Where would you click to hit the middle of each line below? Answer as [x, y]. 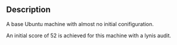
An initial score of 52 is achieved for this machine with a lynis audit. [89, 36]
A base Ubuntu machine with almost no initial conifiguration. [80, 24]
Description [28, 10]
